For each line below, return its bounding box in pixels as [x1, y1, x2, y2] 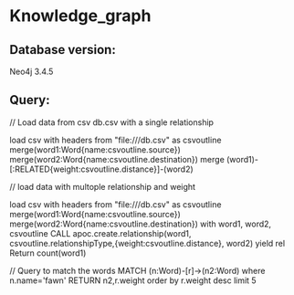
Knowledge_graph [9, 5, 152, 26]
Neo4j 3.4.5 [9, 66, 54, 77]
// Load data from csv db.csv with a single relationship [9, 116, 215, 128]
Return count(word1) [9, 248, 87, 258]
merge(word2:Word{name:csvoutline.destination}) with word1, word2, [9, 218, 272, 229]
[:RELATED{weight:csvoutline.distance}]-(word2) [9, 163, 194, 174]
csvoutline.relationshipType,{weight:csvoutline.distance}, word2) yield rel [9, 237, 286, 248]
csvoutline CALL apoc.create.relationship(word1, [9, 227, 192, 238]
